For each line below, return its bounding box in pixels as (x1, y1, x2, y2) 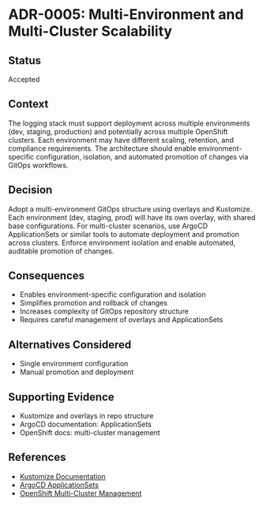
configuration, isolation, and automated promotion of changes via (36, 152, 249, 161)
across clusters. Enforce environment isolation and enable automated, (8, 238, 236, 247)
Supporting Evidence (8, 390, 115, 403)
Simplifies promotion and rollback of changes (19, 298, 168, 308)
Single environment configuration (19, 359, 129, 369)
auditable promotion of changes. (8, 246, 115, 256)
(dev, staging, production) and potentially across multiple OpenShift (8, 126, 228, 136)
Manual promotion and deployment (19, 367, 134, 377)
